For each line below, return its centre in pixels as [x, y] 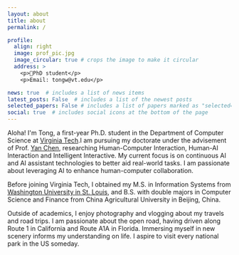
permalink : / [27, 27]
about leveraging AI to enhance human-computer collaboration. [101, 171]
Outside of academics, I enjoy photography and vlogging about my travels [116, 213]
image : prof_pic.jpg [44, 53]
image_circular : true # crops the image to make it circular [106, 60]
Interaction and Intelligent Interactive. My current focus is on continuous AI [117, 155]
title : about [27, 21]
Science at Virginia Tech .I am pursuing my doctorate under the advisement [117, 140]
